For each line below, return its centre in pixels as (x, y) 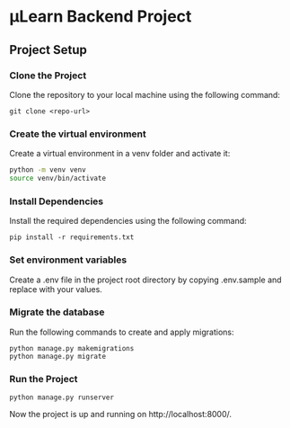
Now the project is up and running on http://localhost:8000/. (120, 415)
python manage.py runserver (62, 397)
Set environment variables (68, 260)
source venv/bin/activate (57, 178)
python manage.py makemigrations (72, 348)
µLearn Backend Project (101, 17)
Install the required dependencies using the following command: (128, 221)
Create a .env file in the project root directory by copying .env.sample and (145, 280)
